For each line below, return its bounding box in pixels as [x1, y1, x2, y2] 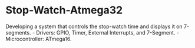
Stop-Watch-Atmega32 [5, 4, 123, 17]
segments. [5, 29, 31, 36]
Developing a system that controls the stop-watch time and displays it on [5, 23, 183, 30]
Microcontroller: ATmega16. [5, 35, 72, 42]
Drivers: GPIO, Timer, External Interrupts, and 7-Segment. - [36, 29, 180, 36]
